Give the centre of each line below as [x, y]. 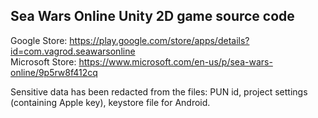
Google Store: [39, 40]
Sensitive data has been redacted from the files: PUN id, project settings [159, 91]
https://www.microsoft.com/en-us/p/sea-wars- [175, 61]
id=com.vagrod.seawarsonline [73, 51]
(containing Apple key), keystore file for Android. [110, 102]
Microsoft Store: [43, 61]
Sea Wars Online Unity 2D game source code [152, 16]
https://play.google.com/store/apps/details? [159, 40]
